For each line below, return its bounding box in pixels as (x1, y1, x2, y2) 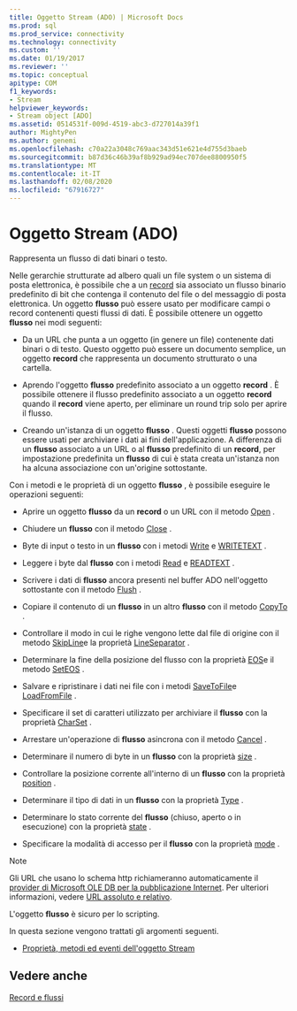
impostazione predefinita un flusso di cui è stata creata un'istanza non (21, 453, 280, 463)
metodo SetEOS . (21, 663, 85, 674)
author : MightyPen (9, 128, 77, 137)
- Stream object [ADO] (9, 111, 93, 120)
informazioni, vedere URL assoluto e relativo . (9, 891, 172, 902)
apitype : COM (9, 79, 57, 88)
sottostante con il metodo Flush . (21, 584, 141, 594)
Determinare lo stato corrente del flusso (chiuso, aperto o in (21, 811, 241, 823)
